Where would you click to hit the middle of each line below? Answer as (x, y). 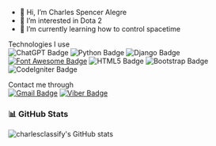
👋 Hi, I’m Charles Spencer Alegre (73, 12)
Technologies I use (39, 44)
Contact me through (41, 84)
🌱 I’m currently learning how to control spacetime (100, 29)
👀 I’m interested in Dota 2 (61, 21)
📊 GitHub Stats (38, 114)
